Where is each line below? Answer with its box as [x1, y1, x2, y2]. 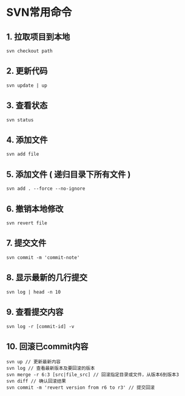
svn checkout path [6, 48, 53, 54]
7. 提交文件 [6, 238, 47, 249]
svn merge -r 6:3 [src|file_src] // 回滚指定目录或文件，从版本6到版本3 [6, 372, 180, 378]
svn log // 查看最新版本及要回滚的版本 [6, 365, 95, 372]
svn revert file [6, 220, 47, 226]
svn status [6, 116, 34, 123]
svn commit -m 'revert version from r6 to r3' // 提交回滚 [6, 384, 155, 391]
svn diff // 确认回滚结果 [6, 378, 67, 384]
